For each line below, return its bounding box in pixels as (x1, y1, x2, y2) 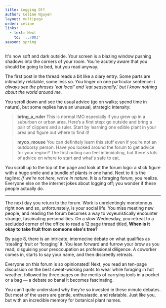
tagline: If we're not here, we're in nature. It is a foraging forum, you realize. (5, 175, 159, 181)
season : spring (5, 40, 37, 45)
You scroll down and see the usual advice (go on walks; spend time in (5, 99, 147, 105)
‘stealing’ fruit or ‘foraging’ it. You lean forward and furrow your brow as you (5, 241, 160, 247)
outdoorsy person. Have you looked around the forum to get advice (17, 144, 155, 150)
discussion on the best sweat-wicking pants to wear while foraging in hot (5, 266, 154, 272)
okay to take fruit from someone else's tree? (5, 226, 98, 232)
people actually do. (5, 185, 44, 191)
